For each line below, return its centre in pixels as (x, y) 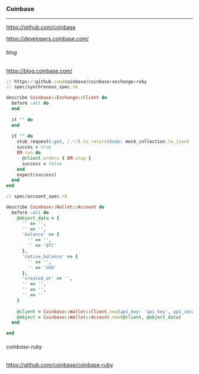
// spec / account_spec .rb (37, 196)
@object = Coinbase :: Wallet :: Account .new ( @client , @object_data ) (99, 317)
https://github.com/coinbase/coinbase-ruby (60, 365)
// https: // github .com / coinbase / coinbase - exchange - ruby (76, 82)
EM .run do (29, 153)
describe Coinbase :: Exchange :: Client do (57, 98)
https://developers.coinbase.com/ (47, 39)
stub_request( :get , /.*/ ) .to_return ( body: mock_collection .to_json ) (103, 142)
